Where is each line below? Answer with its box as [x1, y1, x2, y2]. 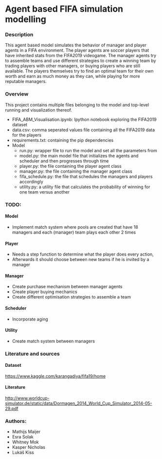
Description [5, 31, 34, 38]
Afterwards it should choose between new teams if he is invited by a [12, 257, 149, 262]
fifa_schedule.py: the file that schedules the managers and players [19, 173, 153, 179]
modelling [5, 14, 46, 25]
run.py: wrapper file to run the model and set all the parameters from [19, 147, 157, 153]
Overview [5, 91, 29, 98]
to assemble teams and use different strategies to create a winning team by [5, 58, 157, 64]
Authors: [5, 418, 27, 424]
